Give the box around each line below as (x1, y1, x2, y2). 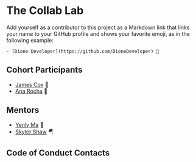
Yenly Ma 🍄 (15, 121, 44, 128)
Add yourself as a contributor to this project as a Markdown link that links (6, 24, 190, 31)
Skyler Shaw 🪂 (15, 128, 54, 135)
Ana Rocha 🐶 (15, 87, 47, 95)
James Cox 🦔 (15, 81, 49, 88)
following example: (6, 36, 54, 44)
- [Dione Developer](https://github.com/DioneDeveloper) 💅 (6, 48, 159, 55)
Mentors (6, 105, 40, 115)
